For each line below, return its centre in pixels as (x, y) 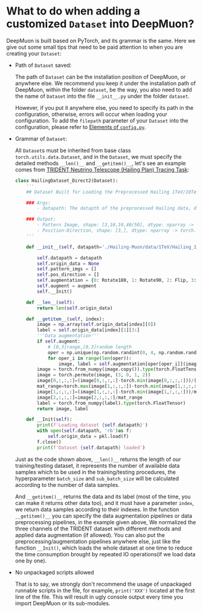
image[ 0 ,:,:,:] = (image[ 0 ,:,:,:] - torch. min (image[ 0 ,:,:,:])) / (116, 381)
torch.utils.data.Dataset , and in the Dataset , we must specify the (98, 157)
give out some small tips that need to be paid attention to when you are (95, 47)
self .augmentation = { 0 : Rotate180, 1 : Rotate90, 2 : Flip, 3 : (117, 281)
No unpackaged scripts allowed (54, 572)
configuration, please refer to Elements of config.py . (80, 127)
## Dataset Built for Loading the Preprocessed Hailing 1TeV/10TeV (113, 192)
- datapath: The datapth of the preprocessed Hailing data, (114, 208)
